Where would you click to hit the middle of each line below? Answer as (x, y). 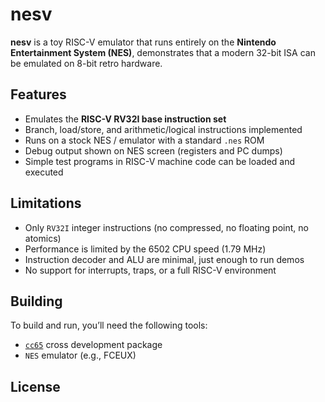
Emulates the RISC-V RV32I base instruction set (125, 119)
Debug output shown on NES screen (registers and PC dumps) (153, 150)
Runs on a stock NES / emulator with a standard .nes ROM (144, 140)
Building (36, 301)
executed (44, 172)
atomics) (43, 238)
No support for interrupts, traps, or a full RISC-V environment (150, 270)
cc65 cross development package (93, 345)
